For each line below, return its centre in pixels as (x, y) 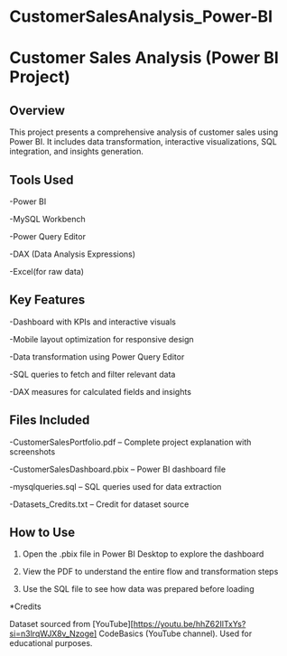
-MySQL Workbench (47, 219)
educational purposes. (51, 643)
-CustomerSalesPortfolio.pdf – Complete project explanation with (130, 442)
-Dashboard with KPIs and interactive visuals (93, 322)
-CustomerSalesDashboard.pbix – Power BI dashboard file (118, 469)
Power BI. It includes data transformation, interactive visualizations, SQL (143, 142)
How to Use (42, 533)
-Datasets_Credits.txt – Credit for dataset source (99, 504)
